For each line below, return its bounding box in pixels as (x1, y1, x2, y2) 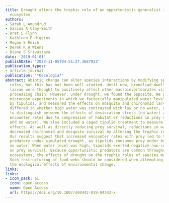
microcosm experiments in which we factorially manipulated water (10, 96, 152, 101)
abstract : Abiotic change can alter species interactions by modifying (5, 78, 158, 83)
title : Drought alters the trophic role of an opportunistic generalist (5, 7, 161, 13)
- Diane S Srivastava (5, 49, 51, 54)
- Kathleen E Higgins (5, 36, 51, 41)
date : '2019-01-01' (5, 54, 46, 59)
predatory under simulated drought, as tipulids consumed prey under (10, 139, 158, 144)
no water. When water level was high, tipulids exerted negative (10, 143, 150, 149)
